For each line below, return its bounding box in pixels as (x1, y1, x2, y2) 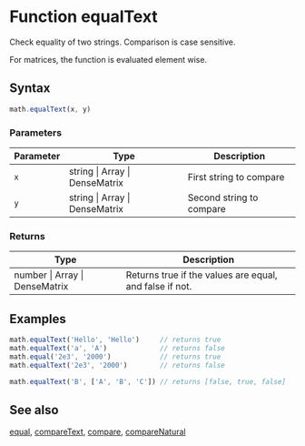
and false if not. (125, 280, 192, 293)
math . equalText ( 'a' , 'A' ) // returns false (9, 343, 225, 352)
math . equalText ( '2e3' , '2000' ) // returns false (9, 360, 225, 370)
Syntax (9, 80, 51, 96)
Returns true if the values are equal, (125, 269, 279, 281)
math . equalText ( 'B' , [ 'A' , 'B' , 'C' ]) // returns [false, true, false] (9, 377, 286, 386)
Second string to (187, 191, 259, 204)
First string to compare (187, 170, 285, 183)
